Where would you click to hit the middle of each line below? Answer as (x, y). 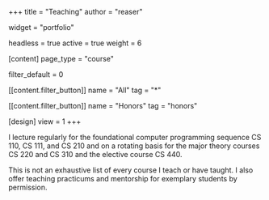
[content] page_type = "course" (61, 59)
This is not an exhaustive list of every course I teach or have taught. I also (131, 170)
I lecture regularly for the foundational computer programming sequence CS (135, 137)
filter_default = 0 (36, 74)
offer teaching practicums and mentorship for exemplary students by (123, 179)
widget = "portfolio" (41, 27)
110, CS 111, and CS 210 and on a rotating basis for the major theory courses (134, 146)
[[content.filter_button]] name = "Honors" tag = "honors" (103, 106)
